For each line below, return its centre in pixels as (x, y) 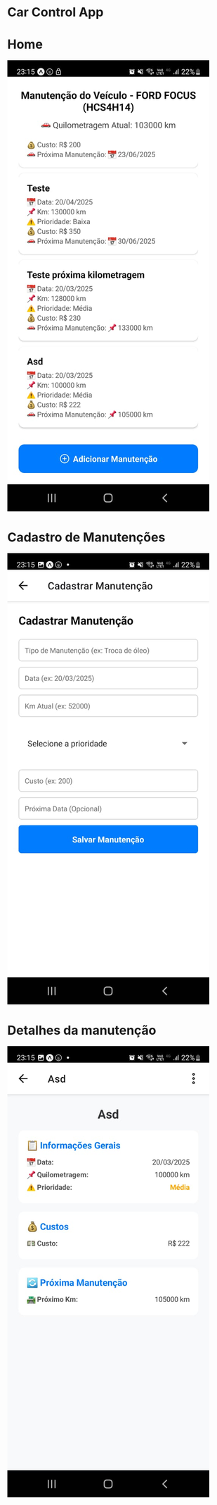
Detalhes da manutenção (82, 1031)
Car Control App (55, 12)
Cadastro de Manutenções (86, 537)
